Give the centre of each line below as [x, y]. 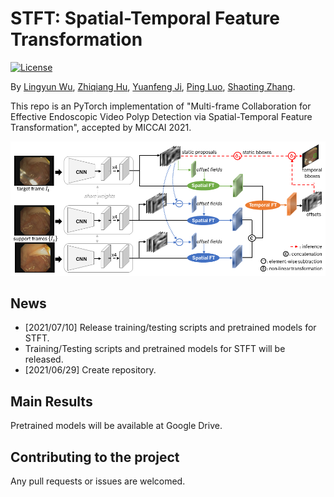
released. [44, 359]
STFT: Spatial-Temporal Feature [145, 18]
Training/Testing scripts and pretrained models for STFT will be [155, 349]
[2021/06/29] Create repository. [90, 370]
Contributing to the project [95, 457]
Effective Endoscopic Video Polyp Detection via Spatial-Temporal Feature [161, 116]
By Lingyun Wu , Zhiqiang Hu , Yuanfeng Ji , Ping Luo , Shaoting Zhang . [153, 86]
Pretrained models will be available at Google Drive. [116, 426]
